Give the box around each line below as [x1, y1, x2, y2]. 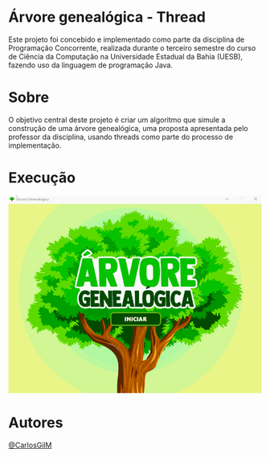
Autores [8, 414, 63, 432]
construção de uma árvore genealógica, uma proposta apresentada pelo [8, 123, 248, 133]
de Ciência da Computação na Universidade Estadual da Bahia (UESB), [8, 51, 243, 61]
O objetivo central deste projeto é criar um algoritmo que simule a [8, 115, 226, 124]
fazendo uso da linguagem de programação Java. [8, 60, 173, 70]
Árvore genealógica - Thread [8, 8, 207, 27]
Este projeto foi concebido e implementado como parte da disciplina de [8, 35, 245, 44]
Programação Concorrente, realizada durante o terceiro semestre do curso [8, 43, 256, 52]
